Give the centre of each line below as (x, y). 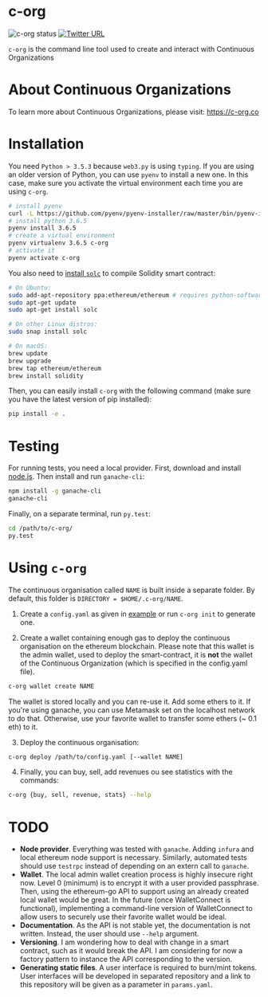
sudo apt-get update (43, 302)
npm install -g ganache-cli (55, 491)
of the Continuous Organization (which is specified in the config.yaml (134, 663)
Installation (46, 144)
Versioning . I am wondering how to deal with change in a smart (124, 942)
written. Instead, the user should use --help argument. (109, 934)
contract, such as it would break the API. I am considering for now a (131, 951)
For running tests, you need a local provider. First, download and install (125, 468)
